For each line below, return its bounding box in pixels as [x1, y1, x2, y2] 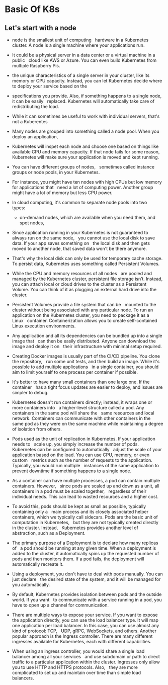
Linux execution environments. [12, 323, 76, 329]
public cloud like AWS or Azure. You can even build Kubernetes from [12, 57, 157, 63]
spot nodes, [19, 220, 45, 226]
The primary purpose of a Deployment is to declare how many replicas [12, 540, 158, 546]
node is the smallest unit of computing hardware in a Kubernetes [12, 37, 149, 43]
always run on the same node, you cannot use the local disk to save [12, 235, 155, 241]
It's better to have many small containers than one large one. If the [12, 379, 150, 385]
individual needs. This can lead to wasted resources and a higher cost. [12, 494, 159, 499]
